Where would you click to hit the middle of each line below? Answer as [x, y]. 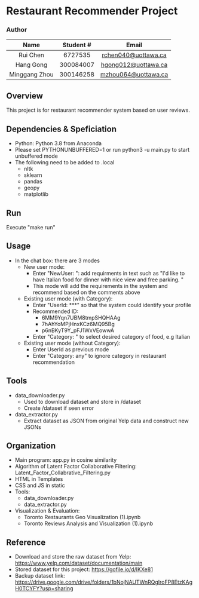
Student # [77, 45]
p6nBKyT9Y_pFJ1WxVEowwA [78, 330]
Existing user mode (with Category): [68, 298]
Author [17, 30]
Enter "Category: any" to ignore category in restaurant [99, 355]
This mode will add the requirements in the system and [100, 286]
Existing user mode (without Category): [72, 343]
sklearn [33, 175]
